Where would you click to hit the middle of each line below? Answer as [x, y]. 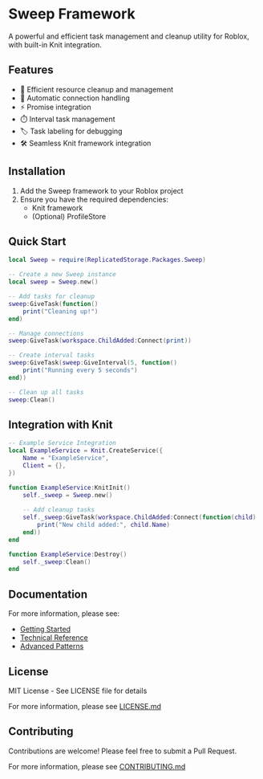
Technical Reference [54, 638]
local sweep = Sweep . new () [53, 282]
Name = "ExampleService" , [66, 459]
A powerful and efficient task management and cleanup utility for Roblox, [129, 36]
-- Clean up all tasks [46, 392]
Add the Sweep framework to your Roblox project [101, 190]
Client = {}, [45, 465]
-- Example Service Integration [62, 443]
